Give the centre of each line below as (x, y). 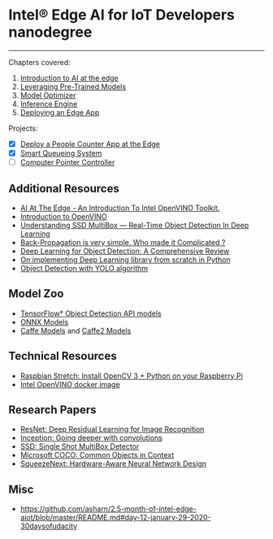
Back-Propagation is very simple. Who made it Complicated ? (123, 242)
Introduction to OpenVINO (63, 216)
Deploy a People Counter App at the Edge (90, 144)
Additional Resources (64, 188)
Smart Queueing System (61, 153)
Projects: (23, 128)
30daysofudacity (49, 526)
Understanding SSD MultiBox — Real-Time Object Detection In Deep (134, 225)
